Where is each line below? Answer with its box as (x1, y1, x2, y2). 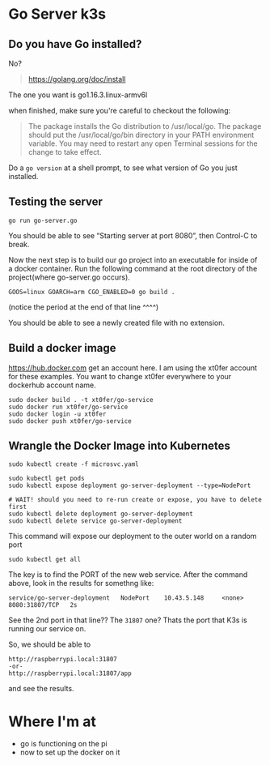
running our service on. (8, 624, 86, 634)
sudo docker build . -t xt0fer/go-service (8, 395, 154, 404)
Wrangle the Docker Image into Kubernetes (8, 439, 230, 453)
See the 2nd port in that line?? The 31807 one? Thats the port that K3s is (8, 615, 248, 625)
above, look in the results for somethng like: (8, 579, 154, 588)
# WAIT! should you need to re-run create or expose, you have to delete (8, 496, 263, 504)
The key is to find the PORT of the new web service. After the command (8, 570, 248, 579)
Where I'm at (8, 712, 97, 730)
